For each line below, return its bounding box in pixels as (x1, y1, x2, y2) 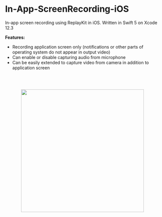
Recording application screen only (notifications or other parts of (12, 44, 144, 50)
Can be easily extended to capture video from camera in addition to (12, 59, 149, 65)
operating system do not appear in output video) (12, 49, 110, 55)
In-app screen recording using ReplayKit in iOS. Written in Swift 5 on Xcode (5, 20, 158, 26)
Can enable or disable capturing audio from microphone (12, 54, 126, 60)
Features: (5, 34, 26, 40)
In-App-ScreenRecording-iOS (5, 3, 129, 15)
